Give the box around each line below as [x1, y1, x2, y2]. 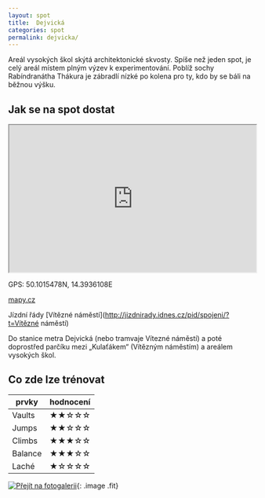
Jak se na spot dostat [8, 103, 115, 116]
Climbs [12, 435, 38, 446]
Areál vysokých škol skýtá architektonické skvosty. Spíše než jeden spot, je [8, 55, 252, 64]
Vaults [12, 409, 35, 420]
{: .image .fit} [76, 481, 119, 490]
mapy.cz [8, 295, 36, 305]
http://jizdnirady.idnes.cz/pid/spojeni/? [104, 310, 230, 320]
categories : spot [8, 26, 65, 34]
